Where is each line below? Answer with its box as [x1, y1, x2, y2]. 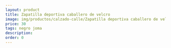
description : [5, 30, 33, 35]
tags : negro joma [5, 26, 42, 31]
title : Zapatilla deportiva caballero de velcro [5, 12, 110, 17]
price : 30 [5, 21, 26, 26]
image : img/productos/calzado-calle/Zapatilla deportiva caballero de [5, 16, 158, 21]
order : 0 [5, 35, 24, 40]
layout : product [5, 7, 40, 12]
